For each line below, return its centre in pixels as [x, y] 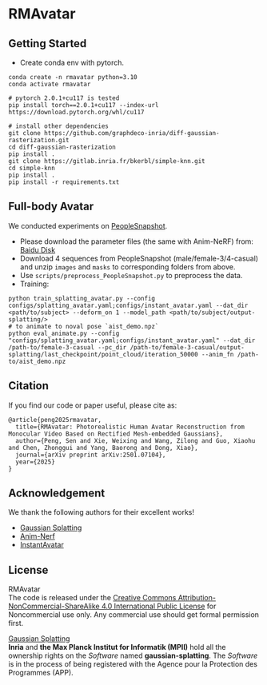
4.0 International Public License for [159, 606]
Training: [34, 284]
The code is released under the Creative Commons [92, 598]
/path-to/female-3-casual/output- [187, 347]
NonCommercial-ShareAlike [54, 606]
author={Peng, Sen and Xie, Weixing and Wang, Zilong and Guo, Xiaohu [135, 440]
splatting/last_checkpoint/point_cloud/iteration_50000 [103, 354]
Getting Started [48, 44]
